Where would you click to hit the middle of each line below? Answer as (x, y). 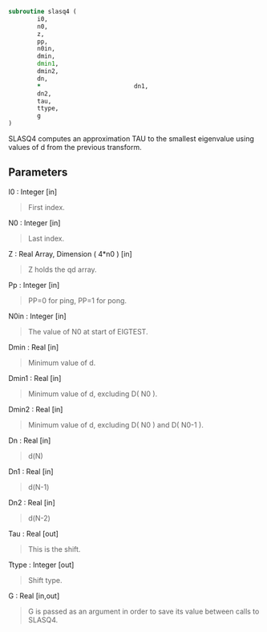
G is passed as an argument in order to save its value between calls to (144, 611)
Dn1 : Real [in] (31, 471)
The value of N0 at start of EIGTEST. (88, 331)
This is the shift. (54, 549)
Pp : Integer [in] (34, 285)
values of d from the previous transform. (75, 147)
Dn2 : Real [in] (32, 502)
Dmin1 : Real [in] (35, 378)
